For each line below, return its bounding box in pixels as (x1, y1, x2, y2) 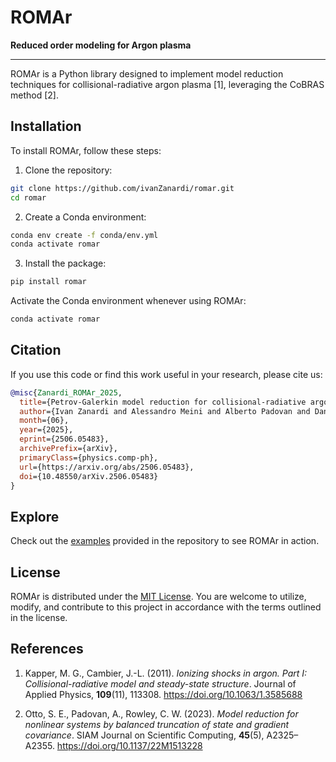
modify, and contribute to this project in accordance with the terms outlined (10, 601, 322, 613)
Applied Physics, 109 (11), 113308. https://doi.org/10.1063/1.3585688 (24, 688, 303, 700)
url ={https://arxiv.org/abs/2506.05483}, (19, 462, 195, 472)
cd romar (10, 192, 47, 203)
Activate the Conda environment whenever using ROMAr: (10, 295, 247, 307)
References (10, 641, 84, 658)
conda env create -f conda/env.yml (10, 230, 159, 240)
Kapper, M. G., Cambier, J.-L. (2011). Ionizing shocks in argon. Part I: (24, 667, 308, 679)
